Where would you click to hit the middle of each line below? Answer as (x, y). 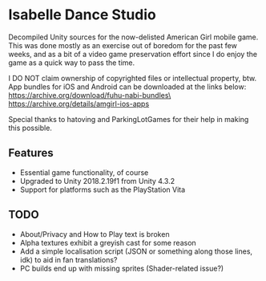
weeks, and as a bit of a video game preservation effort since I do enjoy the (133, 54)
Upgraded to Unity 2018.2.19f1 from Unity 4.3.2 (97, 181)
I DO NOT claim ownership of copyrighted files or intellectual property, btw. (133, 78)
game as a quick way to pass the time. (72, 63)
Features (31, 153)
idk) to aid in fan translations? (69, 259)
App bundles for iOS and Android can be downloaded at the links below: (127, 87)
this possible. (30, 128)
